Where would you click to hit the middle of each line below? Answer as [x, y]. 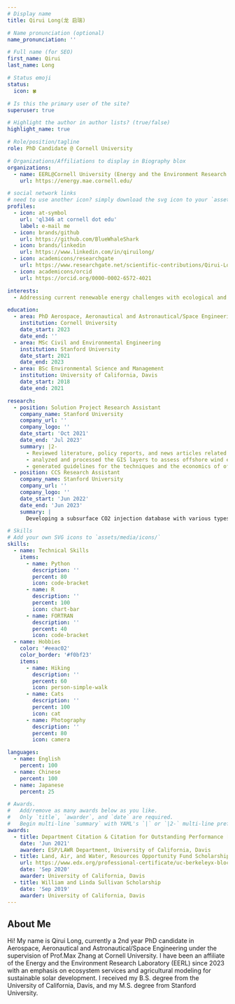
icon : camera [51, 740]
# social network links [42, 194]
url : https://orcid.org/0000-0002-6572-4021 [86, 278]
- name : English [37, 759]
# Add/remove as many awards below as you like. [83, 811]
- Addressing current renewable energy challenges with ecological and [120, 297]
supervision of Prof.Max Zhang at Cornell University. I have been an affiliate [116, 956]
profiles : [22, 207]
